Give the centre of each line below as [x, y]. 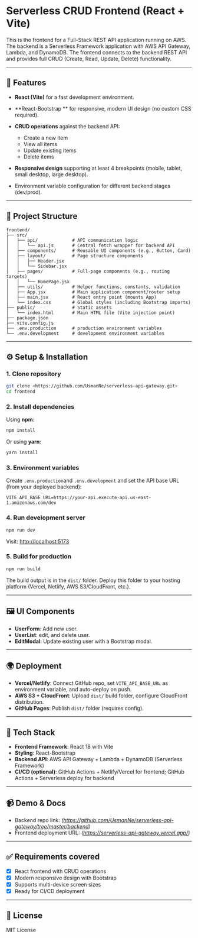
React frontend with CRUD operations [60, 871]
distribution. [29, 702]
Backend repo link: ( [39, 820]
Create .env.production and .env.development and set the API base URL [93, 481]
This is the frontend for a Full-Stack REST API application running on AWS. [96, 40]
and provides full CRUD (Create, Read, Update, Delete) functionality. [89, 59]
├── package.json [27, 318]
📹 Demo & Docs [36, 803]
